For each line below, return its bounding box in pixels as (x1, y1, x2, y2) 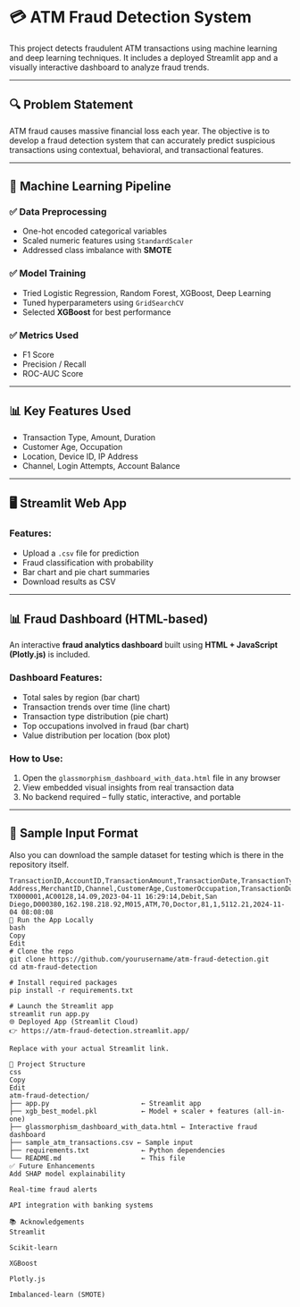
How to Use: (9, 752, 63, 765)
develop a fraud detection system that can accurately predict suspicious (9, 135, 276, 146)
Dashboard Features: (9, 672, 103, 684)
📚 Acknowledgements (9, 1218, 85, 1226)
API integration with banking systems (9, 1201, 154, 1209)
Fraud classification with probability (21, 556, 154, 568)
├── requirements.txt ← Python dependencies (9, 1146, 226, 1155)
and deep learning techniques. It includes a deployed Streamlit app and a (9, 52, 279, 63)
